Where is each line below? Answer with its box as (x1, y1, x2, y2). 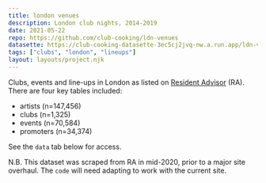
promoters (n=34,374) (19, 126, 93, 135)
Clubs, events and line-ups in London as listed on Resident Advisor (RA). (8, 77, 245, 87)
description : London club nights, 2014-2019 (8, 19, 158, 27)
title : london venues (8, 11, 80, 20)
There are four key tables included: (8, 86, 123, 95)
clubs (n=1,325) (19, 109, 71, 119)
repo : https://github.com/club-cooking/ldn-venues (8, 33, 179, 42)
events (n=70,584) (19, 118, 81, 128)
